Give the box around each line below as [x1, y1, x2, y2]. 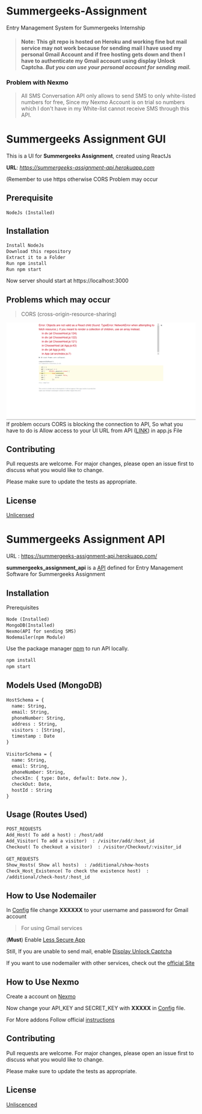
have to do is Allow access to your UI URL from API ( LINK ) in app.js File [6, 427, 182, 434]
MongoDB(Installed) [6, 622, 55, 628]
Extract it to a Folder [6, 254, 66, 261]
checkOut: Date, [11, 781, 52, 787]
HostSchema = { [6, 697, 44, 703]
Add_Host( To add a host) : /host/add [6, 832, 103, 838]
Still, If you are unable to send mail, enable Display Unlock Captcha [6, 948, 173, 955]
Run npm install [6, 260, 47, 267]
